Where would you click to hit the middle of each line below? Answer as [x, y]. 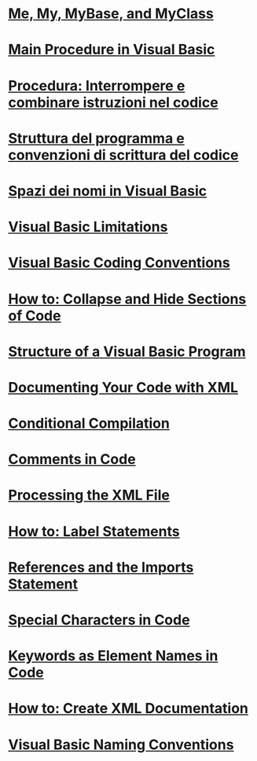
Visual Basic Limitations [88, 227]
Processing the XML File [89, 495]
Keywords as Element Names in [113, 656]
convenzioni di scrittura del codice [123, 155]
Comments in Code [72, 460]
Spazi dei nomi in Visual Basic [107, 191]
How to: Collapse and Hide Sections [127, 299]
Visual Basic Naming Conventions [121, 744]
